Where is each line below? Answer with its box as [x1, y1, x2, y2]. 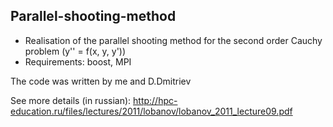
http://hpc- [133, 94, 178, 106]
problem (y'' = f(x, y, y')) [24, 45, 127, 57]
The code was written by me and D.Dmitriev [10, 75, 192, 87]
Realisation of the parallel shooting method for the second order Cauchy [24, 34, 323, 46]
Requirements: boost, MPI [24, 55, 132, 68]
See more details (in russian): [10, 94, 132, 106]
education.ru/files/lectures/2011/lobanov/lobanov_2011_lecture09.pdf [10, 105, 293, 117]
